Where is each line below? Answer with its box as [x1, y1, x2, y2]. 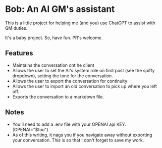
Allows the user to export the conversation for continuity [12, 78, 128, 84]
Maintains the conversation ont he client [12, 62, 95, 68]
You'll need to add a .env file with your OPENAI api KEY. [12, 121, 126, 127]
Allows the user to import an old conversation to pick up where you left [12, 83, 157, 89]
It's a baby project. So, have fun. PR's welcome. [5, 35, 103, 41]
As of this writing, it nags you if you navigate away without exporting [12, 132, 153, 138]
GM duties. [5, 25, 28, 31]
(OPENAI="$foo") [12, 126, 49, 132]
